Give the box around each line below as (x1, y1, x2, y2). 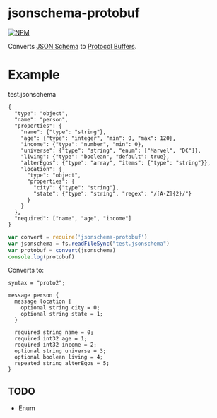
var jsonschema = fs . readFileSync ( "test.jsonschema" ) (8, 240, 170, 247)
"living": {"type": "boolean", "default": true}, (20, 153, 170, 160)
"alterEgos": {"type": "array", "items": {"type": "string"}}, (20, 159, 211, 167)
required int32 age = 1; (14, 335, 88, 342)
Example (8, 67, 60, 83)
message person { (8, 292, 59, 299)
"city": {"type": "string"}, (33, 184, 119, 191)
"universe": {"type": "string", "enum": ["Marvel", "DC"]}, (20, 147, 201, 154)
